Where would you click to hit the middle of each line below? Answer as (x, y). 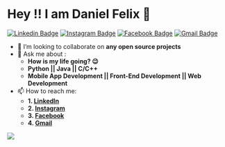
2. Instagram (47, 108)
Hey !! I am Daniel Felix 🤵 (79, 14)
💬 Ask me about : (42, 54)
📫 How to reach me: (47, 91)
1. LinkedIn (43, 101)
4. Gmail (40, 123)
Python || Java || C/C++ (63, 68)
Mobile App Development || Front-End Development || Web (114, 76)
